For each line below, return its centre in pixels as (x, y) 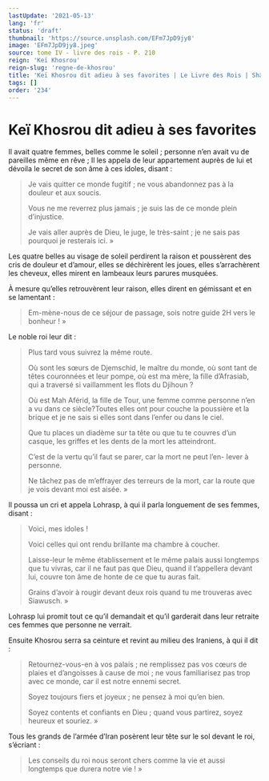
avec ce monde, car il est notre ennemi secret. (104, 682)
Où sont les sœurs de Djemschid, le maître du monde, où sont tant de (143, 368)
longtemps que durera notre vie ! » (85, 769)
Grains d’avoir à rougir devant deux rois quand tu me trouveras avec (140, 592)
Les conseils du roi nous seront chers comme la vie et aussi (126, 760)
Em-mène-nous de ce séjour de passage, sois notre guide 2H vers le (142, 313)
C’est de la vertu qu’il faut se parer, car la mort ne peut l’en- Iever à (138, 457)
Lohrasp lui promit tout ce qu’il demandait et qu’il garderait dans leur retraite (134, 616)
